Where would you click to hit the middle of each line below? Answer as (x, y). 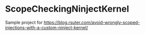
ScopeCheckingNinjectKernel (67, 9)
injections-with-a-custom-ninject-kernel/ (47, 27)
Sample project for (24, 22)
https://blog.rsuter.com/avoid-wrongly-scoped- (92, 22)
